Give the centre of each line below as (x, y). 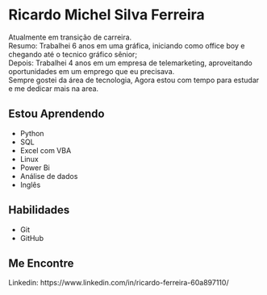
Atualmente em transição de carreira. (70, 37)
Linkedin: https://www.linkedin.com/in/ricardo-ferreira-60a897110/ (119, 283)
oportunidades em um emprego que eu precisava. (92, 71)
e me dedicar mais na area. (54, 88)
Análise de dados (49, 176)
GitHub (32, 238)
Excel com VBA (46, 150)
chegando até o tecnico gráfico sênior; (73, 54)
